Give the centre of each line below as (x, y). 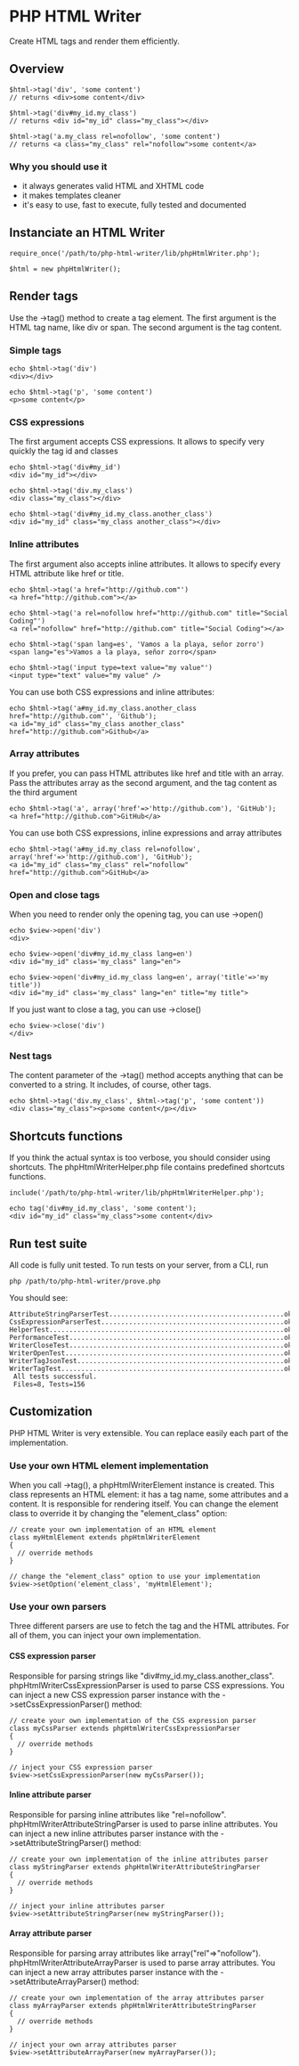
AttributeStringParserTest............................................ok (151, 1315)
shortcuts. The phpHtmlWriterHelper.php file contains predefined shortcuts (147, 1167)
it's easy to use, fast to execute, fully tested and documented (134, 205)
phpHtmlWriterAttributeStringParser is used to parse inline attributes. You (144, 1824)
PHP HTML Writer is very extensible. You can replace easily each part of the (149, 1433)
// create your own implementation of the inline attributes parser (139, 1859)
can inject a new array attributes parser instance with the (114, 1972)
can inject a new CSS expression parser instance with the (115, 1694)
